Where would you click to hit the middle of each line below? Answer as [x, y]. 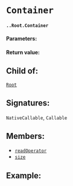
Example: [24, 176]
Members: [26, 136]
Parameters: [21, 39]
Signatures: [28, 103]
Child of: [22, 71]
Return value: [23, 52]
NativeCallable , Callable [37, 117]
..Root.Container [27, 26]
